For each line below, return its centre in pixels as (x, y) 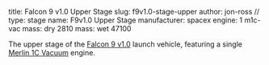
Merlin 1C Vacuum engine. (52, 53)
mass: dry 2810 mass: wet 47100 (77, 28)
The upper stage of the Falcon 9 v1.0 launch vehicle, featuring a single (126, 44)
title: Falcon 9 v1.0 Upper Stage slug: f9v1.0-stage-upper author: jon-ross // (134, 12)
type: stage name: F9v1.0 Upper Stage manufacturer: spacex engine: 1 (126, 20)
